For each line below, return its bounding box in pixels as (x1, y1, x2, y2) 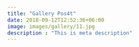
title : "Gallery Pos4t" (7, 10, 77, 17)
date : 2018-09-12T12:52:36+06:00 (7, 17, 105, 23)
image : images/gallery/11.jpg (7, 23, 96, 30)
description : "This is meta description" (7, 29, 133, 37)
